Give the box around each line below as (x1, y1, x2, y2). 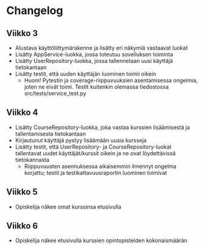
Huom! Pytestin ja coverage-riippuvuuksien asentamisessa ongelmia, (24, 77, 198, 84)
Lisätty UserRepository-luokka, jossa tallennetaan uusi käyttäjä (15, 57, 174, 64)
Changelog (6, 4, 63, 18)
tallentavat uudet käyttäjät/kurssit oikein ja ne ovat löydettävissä (15, 149, 176, 156)
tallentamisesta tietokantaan (15, 130, 86, 138)
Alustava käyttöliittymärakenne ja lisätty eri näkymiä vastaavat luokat (15, 44, 188, 51)
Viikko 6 (6, 221, 38, 231)
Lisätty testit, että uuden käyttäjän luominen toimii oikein (15, 70, 157, 77)
